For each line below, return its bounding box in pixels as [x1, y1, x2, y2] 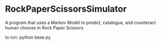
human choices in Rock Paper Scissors [5, 24, 84, 30]
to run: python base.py [5, 34, 51, 40]
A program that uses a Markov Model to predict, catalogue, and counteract [5, 20, 156, 25]
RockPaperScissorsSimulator [5, 3, 127, 15]
